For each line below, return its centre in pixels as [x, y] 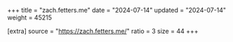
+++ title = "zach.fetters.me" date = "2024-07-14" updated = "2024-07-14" [117, 10]
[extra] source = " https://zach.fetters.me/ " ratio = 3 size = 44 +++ [103, 31]
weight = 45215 [30, 17]
